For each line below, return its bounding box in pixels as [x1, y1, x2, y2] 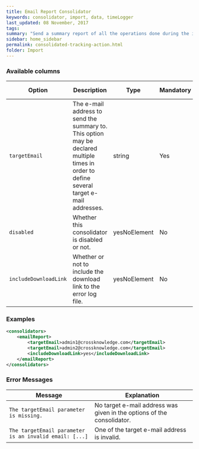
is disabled [72, 236, 103, 244]
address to [72, 107, 102, 116]
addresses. [72, 204, 104, 212]
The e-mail [72, 100, 104, 108]
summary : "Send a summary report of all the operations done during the [6, 31, 190, 37]
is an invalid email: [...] [9, 433, 88, 439]
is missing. [9, 412, 43, 419]
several [72, 182, 93, 190]
